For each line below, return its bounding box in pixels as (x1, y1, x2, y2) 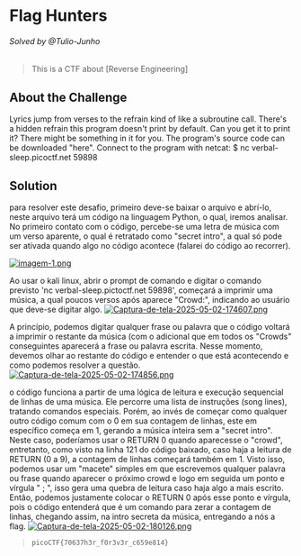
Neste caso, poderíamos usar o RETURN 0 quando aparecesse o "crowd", (9, 434, 283, 446)
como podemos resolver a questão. (9, 360, 141, 370)
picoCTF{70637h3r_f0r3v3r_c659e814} (31, 538, 169, 548)
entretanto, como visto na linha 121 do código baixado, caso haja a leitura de (9, 444, 292, 455)
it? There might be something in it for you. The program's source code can (9, 132, 286, 144)
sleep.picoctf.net (9, 152, 72, 163)
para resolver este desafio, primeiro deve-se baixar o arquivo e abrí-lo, (9, 202, 272, 213)
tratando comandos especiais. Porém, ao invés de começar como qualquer (9, 406, 288, 417)
